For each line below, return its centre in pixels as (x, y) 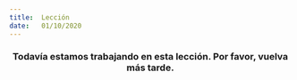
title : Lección (39, 17)
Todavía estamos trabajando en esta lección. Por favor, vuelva (150, 57)
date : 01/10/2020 (46, 26)
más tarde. (150, 68)
